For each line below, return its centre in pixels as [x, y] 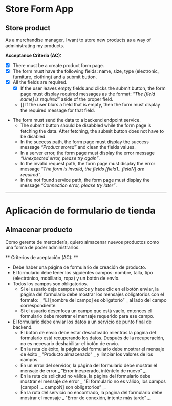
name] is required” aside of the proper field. [67, 99]
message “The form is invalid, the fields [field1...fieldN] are [82, 169]
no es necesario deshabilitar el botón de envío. [70, 344]
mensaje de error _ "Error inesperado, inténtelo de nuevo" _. [84, 371]
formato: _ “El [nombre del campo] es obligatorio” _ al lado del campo [93, 300]
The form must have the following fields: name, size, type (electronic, [86, 71]
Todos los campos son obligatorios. [50, 284]
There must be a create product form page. [58, 65]
